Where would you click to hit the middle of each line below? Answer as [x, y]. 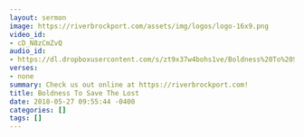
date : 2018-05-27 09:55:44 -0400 [72, 101]
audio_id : [28, 51]
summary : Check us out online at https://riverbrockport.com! [129, 85]
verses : [24, 68]
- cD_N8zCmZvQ [36, 43]
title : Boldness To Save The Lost [75, 93]
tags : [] [26, 118]
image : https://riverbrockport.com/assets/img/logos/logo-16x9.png [139, 26]
